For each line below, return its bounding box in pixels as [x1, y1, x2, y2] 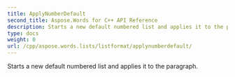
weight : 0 [7, 36, 36, 43]
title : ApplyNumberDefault [7, 10, 86, 17]
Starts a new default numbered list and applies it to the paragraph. [7, 62, 198, 70]
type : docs [7, 29, 39, 37]
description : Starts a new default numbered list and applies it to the [7, 23, 224, 30]
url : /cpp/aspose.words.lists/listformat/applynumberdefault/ [7, 43, 192, 50]
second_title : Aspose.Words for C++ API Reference [7, 17, 158, 24]
